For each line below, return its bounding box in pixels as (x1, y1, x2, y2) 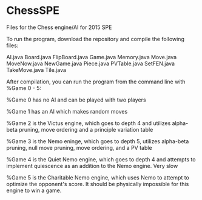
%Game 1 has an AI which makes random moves (6, 108, 128, 115)
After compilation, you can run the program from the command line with (6, 78, 186, 85)
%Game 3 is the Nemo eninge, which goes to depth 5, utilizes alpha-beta (6, 137, 189, 145)
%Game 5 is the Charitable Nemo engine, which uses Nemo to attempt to (6, 173, 190, 181)
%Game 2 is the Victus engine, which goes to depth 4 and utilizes (6, 119, 171, 127)
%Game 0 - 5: (6, 84, 41, 91)
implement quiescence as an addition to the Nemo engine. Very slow (6, 162, 178, 169)
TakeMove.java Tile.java (6, 66, 67, 73)
